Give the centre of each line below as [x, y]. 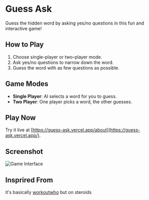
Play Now [21, 117]
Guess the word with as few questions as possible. [66, 68]
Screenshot [24, 151]
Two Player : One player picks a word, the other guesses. [72, 102]
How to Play [25, 45]
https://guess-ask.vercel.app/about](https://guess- [86, 130]
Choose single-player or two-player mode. [57, 57]
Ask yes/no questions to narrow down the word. [63, 62]
